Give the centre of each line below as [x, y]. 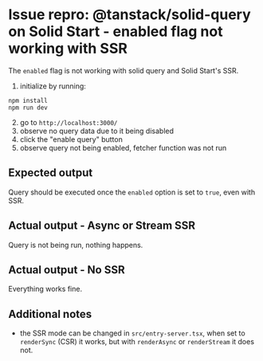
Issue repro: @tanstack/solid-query [130, 15]
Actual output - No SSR [67, 270]
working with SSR [68, 49]
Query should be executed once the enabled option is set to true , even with [132, 192]
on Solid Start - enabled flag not [116, 31]
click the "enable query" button [71, 139]
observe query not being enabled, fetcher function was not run [123, 147]
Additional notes [50, 314]
